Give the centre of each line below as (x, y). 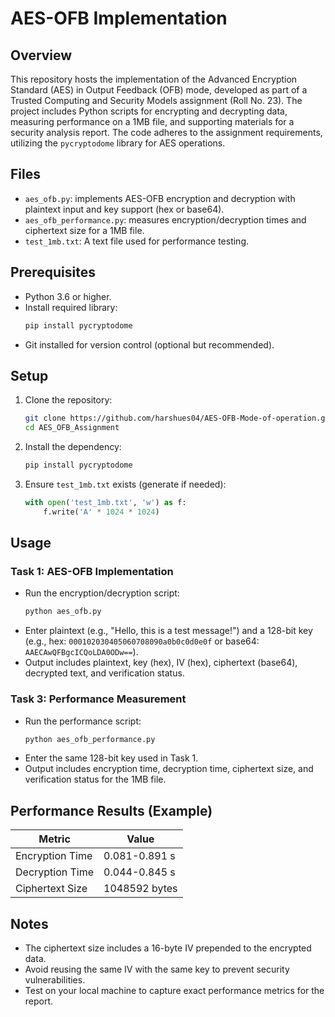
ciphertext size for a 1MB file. (84, 230)
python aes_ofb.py (63, 612)
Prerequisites (53, 272)
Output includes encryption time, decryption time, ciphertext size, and (169, 769)
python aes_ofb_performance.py (90, 739)
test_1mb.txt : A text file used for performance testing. (137, 241)
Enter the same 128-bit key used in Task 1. (111, 758)
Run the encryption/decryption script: (102, 593)
